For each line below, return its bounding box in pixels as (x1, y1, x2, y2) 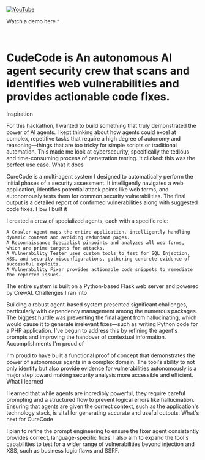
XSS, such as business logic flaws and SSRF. (6, 447, 120, 454)
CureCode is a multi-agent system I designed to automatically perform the (6, 172, 194, 180)
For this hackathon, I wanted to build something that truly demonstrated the (6, 122, 197, 129)
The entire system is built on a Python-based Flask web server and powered (6, 282, 199, 290)
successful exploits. (6, 261, 62, 267)
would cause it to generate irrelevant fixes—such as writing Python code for (6, 320, 198, 327)
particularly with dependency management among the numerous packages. (6, 307, 198, 314)
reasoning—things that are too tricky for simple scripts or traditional (6, 141, 177, 149)
